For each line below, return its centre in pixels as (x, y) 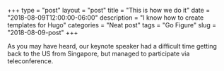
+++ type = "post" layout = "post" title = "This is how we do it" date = (109, 10)
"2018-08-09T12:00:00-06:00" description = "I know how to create (106, 18)
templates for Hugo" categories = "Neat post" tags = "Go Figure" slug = (112, 25)
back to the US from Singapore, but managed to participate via (99, 53)
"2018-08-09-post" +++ (43, 32)
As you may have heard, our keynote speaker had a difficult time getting (112, 46)
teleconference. (30, 61)
